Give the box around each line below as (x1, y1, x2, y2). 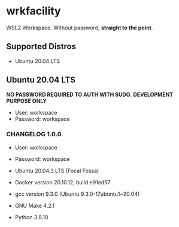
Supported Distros (6, 41, 77, 52)
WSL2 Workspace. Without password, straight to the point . (6, 24, 153, 31)
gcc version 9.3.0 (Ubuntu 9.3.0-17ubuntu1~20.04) (14, 190, 140, 198)
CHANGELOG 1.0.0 (6, 130, 62, 139)
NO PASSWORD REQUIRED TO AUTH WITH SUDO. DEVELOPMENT (6, 91, 174, 98)
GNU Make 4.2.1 (14, 202, 55, 209)
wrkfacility (6, 4, 61, 18)
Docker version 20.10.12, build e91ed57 (14, 178, 111, 186)
